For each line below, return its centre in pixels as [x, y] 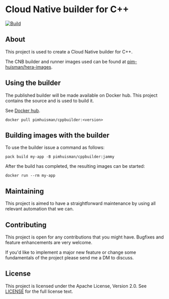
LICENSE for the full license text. [39, 291]
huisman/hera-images [28, 67]
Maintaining [25, 191]
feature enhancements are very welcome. [49, 242]
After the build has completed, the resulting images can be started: [75, 166]
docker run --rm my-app [30, 176]
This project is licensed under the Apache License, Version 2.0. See [76, 286]
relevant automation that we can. [40, 209]
